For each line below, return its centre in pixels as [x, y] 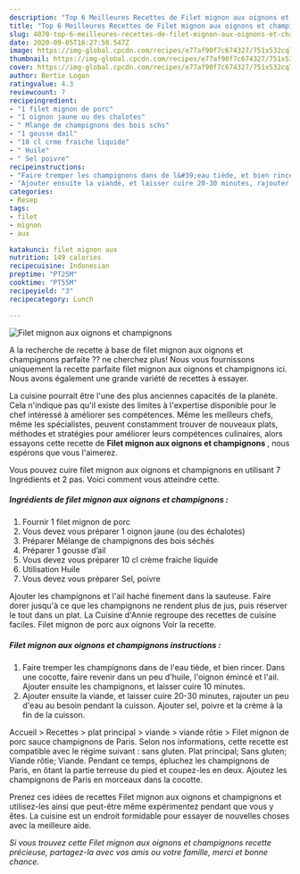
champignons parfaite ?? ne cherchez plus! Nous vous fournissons [132, 359]
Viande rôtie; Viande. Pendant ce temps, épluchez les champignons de [140, 761]
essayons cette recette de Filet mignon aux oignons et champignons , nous [150, 443]
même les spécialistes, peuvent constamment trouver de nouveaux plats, [144, 424]
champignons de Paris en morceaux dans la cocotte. [106, 780]
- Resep [24, 200]
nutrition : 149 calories [55, 258]
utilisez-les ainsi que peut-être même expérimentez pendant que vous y [142, 807]
